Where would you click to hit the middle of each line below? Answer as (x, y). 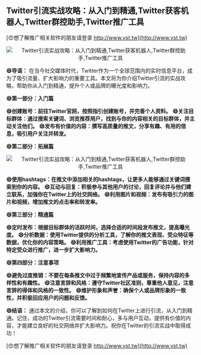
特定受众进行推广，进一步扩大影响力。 (53, 249)
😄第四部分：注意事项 (33, 262)
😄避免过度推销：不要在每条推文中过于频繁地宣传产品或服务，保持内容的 (95, 275)
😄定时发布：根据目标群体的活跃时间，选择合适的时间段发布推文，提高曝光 (98, 227)
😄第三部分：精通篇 (30, 214)
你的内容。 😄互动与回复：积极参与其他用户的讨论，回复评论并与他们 (101, 186)
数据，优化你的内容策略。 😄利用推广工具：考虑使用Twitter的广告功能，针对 (100, 242)
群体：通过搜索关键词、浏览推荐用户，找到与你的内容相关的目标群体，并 (100, 118)
